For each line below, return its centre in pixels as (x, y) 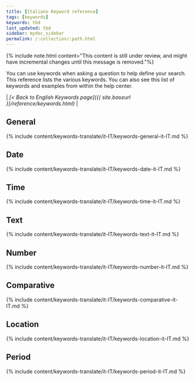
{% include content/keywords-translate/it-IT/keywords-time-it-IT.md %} (93, 201)
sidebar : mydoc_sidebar (35, 34)
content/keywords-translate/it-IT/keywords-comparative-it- (106, 299)
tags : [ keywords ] (27, 17)
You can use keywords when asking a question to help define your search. (96, 73)
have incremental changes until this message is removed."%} (80, 62)
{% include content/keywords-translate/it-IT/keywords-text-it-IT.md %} (93, 234)
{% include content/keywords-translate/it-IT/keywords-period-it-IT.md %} (96, 371)
